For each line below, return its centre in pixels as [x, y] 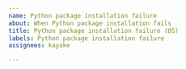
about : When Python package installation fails [90, 23]
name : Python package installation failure [83, 16]
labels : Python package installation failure [86, 38]
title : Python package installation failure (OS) [94, 30]
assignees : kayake [39, 46]
